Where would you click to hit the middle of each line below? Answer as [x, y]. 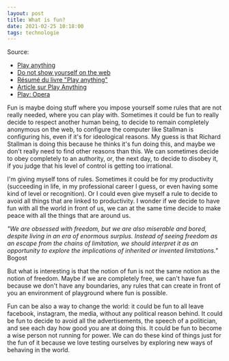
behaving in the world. [39, 350]
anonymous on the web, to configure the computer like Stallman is [100, 129]
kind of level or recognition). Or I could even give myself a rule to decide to [112, 194]
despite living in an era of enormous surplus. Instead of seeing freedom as [112, 236]
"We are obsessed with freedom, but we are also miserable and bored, [107, 229]
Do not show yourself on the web [64, 73]
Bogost [17, 258]
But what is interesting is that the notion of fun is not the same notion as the [113, 271]
